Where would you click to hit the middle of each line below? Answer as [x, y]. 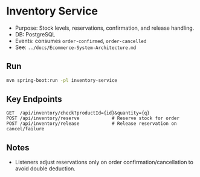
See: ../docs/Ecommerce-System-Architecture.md [76, 47]
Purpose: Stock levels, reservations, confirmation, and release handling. [105, 28]
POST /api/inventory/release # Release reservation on [92, 124]
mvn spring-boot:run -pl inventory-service [62, 80]
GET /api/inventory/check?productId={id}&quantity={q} [78, 113]
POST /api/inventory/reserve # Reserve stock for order [93, 119]
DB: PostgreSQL [35, 34]
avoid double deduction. [45, 169]
